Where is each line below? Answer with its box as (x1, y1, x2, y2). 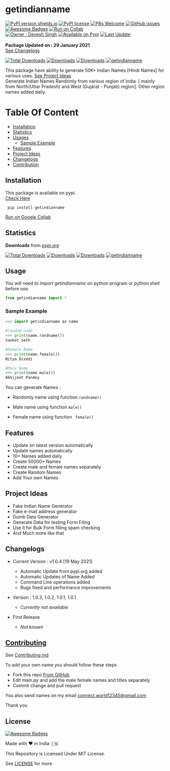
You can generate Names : (5, 384, 61, 391)
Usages (12, 134, 29, 141)
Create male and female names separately (12, 464, 101, 470)
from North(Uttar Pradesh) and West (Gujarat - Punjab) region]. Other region (5, 83, 165, 90)
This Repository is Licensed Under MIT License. (5, 751, 106, 757)
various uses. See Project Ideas (5, 72, 72, 78)
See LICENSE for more (5, 760, 52, 767)
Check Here (5, 195, 30, 201)
